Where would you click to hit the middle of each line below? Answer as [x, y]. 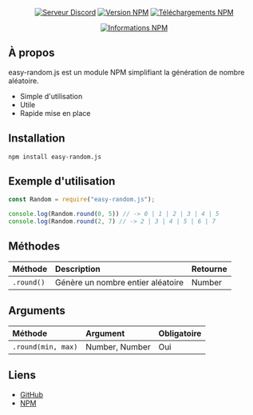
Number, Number [118, 346]
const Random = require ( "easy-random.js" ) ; [82, 200]
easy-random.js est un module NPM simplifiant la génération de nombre [126, 72]
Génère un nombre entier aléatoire [119, 282]
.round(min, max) [45, 347]
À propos [32, 53]
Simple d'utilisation [51, 96]
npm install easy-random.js [55, 157]
